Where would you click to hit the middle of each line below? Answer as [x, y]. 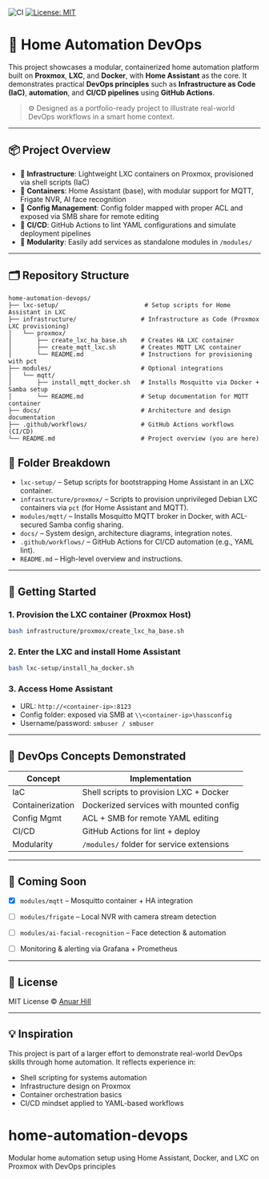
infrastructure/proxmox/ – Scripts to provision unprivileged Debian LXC [139, 499]
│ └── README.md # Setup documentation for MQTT [128, 396]
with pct [23, 361]
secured [34, 525]
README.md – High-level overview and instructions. [101, 559]
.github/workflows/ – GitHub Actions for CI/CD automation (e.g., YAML [137, 542]
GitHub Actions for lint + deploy [141, 832]
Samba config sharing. [86, 525]
